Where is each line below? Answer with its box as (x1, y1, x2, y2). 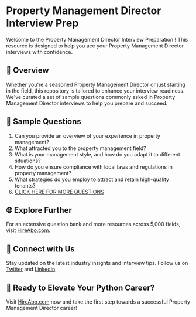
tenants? (14, 182, 36, 189)
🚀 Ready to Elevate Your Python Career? (6, 282, 155, 292)
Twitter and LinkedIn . (6, 265, 57, 273)
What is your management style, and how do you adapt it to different (14, 151, 180, 158)
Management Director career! (6, 305, 77, 311)
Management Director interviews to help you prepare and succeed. (6, 100, 168, 107)
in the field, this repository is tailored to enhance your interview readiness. (6, 87, 185, 94)
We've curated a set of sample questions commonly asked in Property (6, 93, 176, 100)
